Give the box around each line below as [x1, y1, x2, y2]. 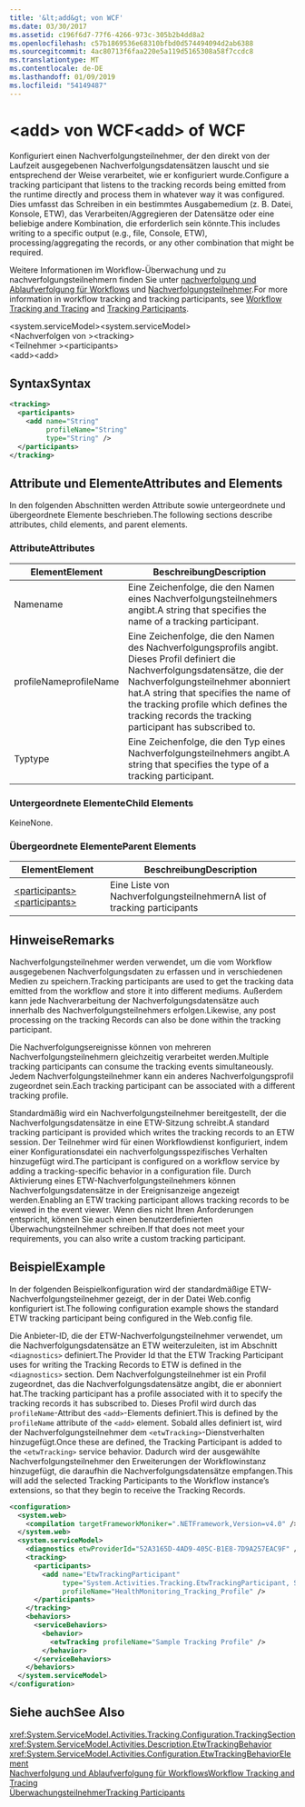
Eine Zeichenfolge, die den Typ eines [128, 735, 286, 748]
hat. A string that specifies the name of [128, 686, 291, 699]
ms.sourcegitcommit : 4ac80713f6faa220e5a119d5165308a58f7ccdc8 [9, 47, 254, 56]
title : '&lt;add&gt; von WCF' [9, 13, 124, 23]
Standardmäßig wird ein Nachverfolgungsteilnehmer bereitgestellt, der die [9, 1108, 287, 1119]
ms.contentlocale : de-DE [9, 65, 103, 74]
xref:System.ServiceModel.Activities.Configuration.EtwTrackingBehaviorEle [9, 1748, 292, 1759]
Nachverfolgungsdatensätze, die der [128, 664, 284, 676]
